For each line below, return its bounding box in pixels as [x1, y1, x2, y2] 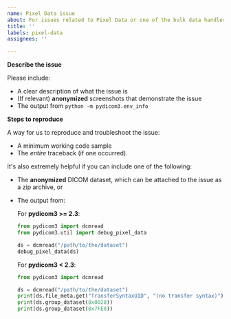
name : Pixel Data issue [7, 10, 76, 17]
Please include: [7, 74, 51, 82]
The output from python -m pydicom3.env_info [16, 102, 148, 110]
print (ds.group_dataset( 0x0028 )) [16, 299, 113, 306]
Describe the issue [7, 60, 62, 69]
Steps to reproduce [7, 115, 63, 124]
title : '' [7, 23, 36, 30]
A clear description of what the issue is [16, 87, 129, 96]
